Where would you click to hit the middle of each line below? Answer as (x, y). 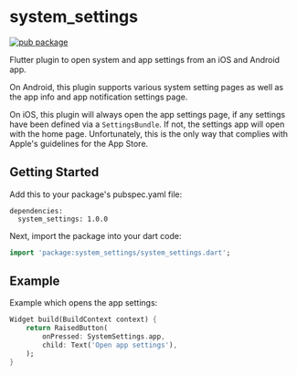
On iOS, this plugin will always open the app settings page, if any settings (148, 114)
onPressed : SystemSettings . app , (104, 337)
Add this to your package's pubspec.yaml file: (96, 194)
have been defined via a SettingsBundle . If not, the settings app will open (147, 124)
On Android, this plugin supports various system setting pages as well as (147, 87)
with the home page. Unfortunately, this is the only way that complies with (149, 133)
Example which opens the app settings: (84, 303)
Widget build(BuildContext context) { (83, 320)
